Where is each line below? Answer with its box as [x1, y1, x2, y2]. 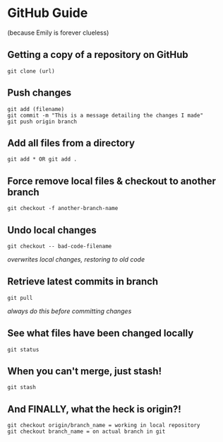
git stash [7, 384, 37, 391]
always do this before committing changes [7, 306, 132, 315]
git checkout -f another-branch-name [7, 205, 119, 212]
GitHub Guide [7, 5, 88, 21]
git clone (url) [7, 67, 55, 75]
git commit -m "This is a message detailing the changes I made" [7, 112, 203, 119]
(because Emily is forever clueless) [7, 28, 109, 37]
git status [7, 346, 40, 353]
